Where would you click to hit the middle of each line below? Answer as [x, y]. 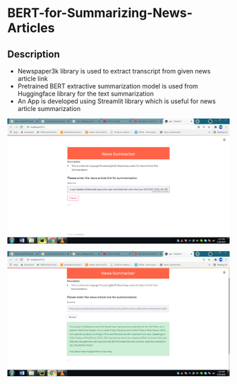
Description [34, 54]
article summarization [49, 109]
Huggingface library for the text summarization [85, 94]
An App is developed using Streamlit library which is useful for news [117, 101]
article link [32, 78]
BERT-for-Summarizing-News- [100, 13]
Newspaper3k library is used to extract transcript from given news [114, 71]
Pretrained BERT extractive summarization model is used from [108, 86]
